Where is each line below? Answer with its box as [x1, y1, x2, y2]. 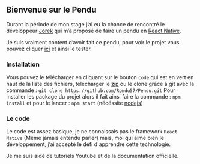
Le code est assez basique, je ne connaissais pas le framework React [6, 128, 178, 135]
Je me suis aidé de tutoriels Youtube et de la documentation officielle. [6, 153, 179, 160]
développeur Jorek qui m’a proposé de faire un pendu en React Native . [6, 27, 181, 34]
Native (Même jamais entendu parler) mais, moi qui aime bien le [6, 135, 164, 142]
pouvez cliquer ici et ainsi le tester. [6, 45, 92, 52]
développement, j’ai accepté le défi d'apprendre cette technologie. [6, 141, 171, 148]
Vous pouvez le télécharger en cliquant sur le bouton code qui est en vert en [6, 74, 194, 81]
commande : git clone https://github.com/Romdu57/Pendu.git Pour [6, 87, 175, 94]
